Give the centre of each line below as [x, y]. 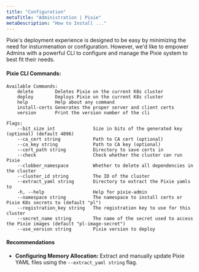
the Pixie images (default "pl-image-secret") [66, 224]
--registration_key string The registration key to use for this [104, 208]
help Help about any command [66, 102]
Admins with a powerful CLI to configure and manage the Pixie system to [97, 53]
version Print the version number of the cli [83, 112]
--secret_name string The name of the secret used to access [105, 218]
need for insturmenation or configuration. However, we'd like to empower [97, 47]
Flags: [15, 123]
